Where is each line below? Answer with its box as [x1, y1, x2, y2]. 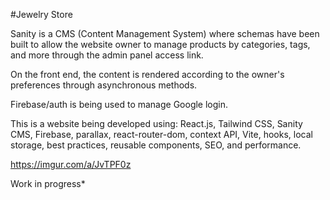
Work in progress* [10, 178, 86, 189]
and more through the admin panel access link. [10, 49, 204, 61]
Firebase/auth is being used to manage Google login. [10, 99, 229, 110]
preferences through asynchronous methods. [10, 79, 198, 91]
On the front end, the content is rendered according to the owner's [10, 69, 285, 80]
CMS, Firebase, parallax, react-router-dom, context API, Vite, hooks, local [10, 129, 313, 140]
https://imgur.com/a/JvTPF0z [10, 159, 132, 170]
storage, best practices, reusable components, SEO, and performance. [10, 139, 302, 151]
